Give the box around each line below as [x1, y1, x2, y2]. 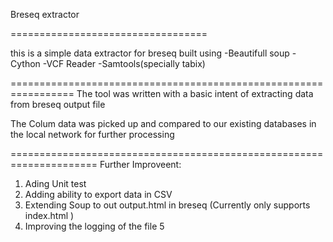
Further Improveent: [99, 159, 182, 170]
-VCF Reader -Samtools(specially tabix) [42, 58, 206, 69]
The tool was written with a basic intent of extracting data [76, 88, 314, 99]
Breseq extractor [10, 9, 80, 20]
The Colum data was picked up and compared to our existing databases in [10, 118, 317, 129]
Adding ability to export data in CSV [24, 189, 173, 200]
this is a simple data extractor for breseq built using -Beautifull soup [10, 47, 290, 59]
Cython [10, 58, 41, 69]
